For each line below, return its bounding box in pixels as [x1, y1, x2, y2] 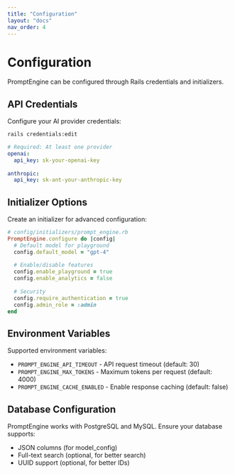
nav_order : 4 [7, 23, 46, 31]
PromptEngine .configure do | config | [7, 235, 116, 242]
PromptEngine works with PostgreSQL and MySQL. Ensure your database [7, 422, 222, 431]
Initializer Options [7, 196, 87, 208]
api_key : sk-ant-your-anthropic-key [13, 177, 122, 184]
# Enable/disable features [13, 262, 94, 269]
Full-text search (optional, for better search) [17, 451, 146, 460]
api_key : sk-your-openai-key [13, 157, 100, 164]
